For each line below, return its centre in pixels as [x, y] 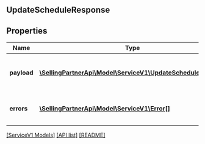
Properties [27, 31]
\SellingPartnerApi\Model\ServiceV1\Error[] [105, 109]
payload [21, 73]
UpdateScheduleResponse [58, 10]
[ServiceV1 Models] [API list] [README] [56, 135]
